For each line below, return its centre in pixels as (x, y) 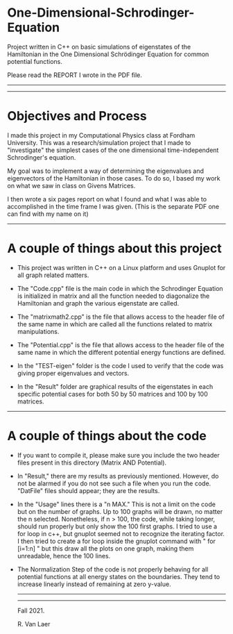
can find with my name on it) (48, 214)
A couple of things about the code (107, 436)
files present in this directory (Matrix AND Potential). (92, 462)
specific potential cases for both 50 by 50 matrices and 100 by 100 (112, 394)
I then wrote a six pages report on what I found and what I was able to (107, 199)
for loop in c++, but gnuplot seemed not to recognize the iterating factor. (121, 533)
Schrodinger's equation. (42, 157)
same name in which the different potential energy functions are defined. (121, 352)
